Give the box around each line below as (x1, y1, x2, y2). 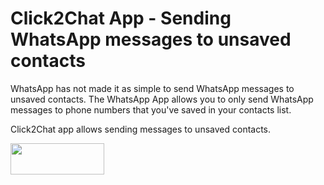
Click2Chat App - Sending (10, 7, 232, 30)
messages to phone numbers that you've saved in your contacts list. (10, 103, 292, 116)
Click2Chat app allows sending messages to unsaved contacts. (10, 123, 272, 135)
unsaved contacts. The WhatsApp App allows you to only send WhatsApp (10, 93, 314, 105)
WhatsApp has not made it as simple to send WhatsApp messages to (10, 82, 295, 94)
